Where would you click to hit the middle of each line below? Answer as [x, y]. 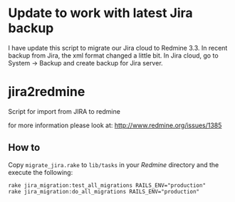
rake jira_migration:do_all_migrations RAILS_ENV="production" [104, 191]
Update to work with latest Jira [100, 13]
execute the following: [41, 172]
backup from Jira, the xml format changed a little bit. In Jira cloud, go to [114, 55]
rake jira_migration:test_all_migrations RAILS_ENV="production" [107, 185]
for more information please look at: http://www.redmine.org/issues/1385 [115, 125]
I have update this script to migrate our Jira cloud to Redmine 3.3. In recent [118, 48]
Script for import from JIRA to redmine [64, 111]
